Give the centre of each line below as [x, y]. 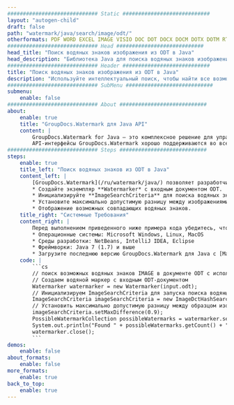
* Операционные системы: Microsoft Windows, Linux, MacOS [118, 235]
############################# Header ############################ [109, 66]
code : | [31, 260]
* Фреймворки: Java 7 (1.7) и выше [84, 248]
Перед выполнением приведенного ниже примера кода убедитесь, [124, 228]
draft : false [26, 27]
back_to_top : [26, 384]
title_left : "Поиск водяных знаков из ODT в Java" [95, 169]
